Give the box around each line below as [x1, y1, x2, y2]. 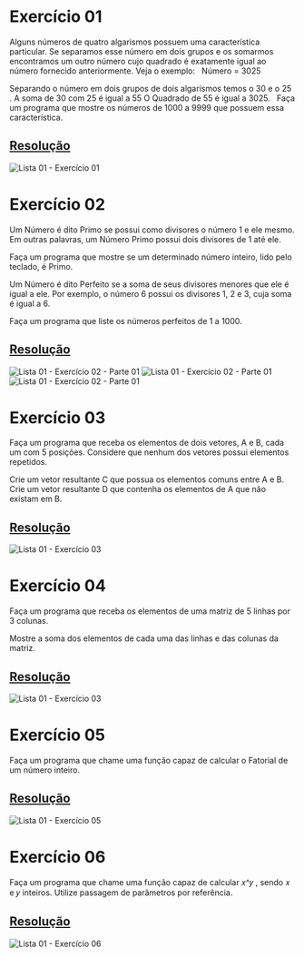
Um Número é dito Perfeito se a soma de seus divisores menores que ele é [9, 279, 289, 290]
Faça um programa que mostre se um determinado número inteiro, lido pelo [9, 252, 292, 262]
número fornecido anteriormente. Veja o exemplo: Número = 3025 [9, 65, 261, 76]
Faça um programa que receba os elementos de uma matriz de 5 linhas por [9, 606, 290, 617]
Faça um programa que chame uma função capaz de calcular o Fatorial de [9, 755, 289, 765]
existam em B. [9, 493, 63, 505]
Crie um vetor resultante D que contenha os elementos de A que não [9, 484, 266, 495]
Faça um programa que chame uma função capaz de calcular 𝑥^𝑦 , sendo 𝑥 [9, 876, 290, 887]
